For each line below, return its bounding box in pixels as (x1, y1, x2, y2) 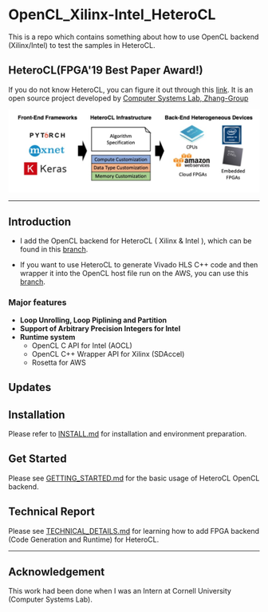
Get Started (8, 452, 67, 466)
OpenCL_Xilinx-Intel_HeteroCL (8, 6, 216, 24)
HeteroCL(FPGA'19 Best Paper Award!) (8, 64, 203, 77)
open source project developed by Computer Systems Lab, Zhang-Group (8, 93, 249, 103)
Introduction (8, 215, 72, 228)
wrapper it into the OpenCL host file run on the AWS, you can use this (19, 269, 249, 278)
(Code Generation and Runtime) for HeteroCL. (8, 535, 160, 544)
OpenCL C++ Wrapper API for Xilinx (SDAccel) (31, 349, 185, 358)
